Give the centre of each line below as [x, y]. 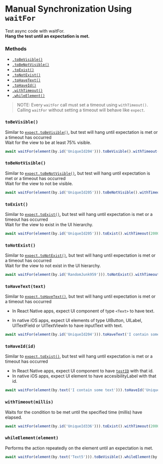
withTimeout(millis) [29, 402]
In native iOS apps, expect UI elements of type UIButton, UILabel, [77, 321]
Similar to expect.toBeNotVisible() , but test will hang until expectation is [78, 173]
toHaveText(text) [25, 286]
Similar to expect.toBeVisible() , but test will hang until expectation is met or [81, 132]
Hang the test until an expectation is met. [47, 36]
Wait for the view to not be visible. [39, 183]
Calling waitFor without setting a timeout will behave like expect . [81, 110]
